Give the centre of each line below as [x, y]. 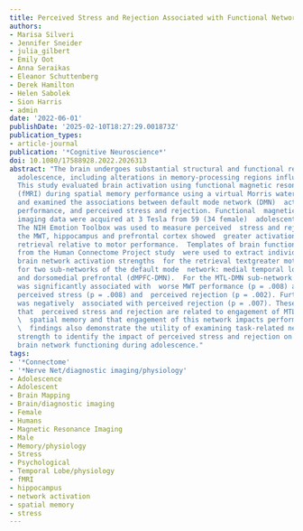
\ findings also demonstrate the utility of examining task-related [151, 329]
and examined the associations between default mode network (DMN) [147, 203]
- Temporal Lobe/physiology [62, 471]
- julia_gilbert [40, 51]
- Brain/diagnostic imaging [62, 404]
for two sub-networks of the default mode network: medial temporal [151, 270]
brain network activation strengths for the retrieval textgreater [149, 261]
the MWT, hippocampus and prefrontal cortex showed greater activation [157, 236]
